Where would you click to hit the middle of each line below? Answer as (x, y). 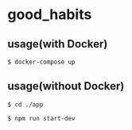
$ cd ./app (25, 105)
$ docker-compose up (42, 62)
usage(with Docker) (58, 44)
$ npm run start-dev (42, 118)
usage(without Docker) (66, 86)
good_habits (50, 15)
